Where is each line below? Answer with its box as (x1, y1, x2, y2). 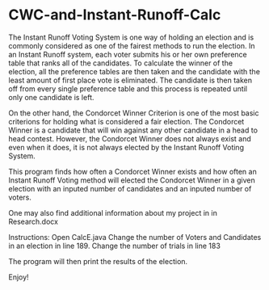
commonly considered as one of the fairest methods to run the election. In (8, 40, 255, 50)
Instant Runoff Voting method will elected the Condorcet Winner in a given (8, 175, 256, 185)
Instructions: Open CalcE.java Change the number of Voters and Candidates (8, 232, 262, 242)
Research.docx (8, 216, 59, 226)
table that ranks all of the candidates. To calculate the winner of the (8, 58, 233, 68)
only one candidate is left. (8, 92, 95, 102)
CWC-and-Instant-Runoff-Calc (8, 6, 221, 24)
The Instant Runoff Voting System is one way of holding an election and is (8, 32, 254, 42)
